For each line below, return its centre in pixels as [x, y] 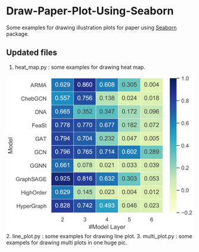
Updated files [32, 53]
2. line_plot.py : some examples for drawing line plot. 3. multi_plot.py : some [99, 236]
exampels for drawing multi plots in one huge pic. [67, 242]
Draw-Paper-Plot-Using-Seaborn [90, 11]
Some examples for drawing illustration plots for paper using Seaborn [91, 27]
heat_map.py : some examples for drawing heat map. [80, 67]
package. [18, 33]
